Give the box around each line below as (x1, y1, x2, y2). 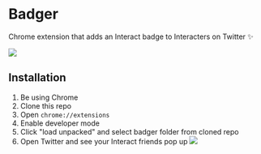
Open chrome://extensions (19, 109, 110, 119)
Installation (8, 71, 66, 85)
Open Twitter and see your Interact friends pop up (19, 136, 188, 146)
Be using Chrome (19, 92, 79, 102)
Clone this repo (19, 101, 71, 110)
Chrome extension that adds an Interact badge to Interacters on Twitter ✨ (8, 32, 254, 41)
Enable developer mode (19, 118, 100, 128)
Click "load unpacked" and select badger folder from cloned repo (19, 126, 239, 136)
